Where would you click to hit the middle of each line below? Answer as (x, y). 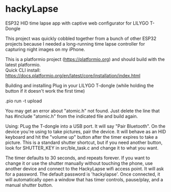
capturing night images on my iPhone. (45, 49)
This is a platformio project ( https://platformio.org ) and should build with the (85, 59)
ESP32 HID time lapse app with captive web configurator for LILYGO (77, 23)
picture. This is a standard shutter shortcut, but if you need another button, (84, 142)
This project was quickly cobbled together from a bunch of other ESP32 (81, 38)
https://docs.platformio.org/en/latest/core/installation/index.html (73, 75)
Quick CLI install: (23, 70)
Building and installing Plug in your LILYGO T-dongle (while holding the (80, 86)
